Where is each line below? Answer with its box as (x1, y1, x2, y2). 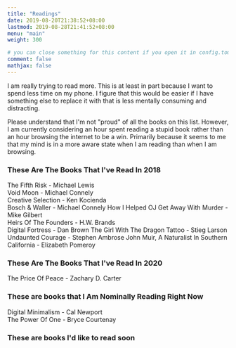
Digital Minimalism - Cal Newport (7, 307, 103, 316)
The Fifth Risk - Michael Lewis (7, 181, 95, 190)
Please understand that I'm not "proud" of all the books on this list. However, (7, 117, 229, 126)
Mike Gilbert (7, 211, 43, 219)
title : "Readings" (7, 10, 61, 18)
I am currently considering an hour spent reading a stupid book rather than (7, 124, 223, 134)
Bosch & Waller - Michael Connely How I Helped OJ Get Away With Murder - (7, 203, 228, 212)
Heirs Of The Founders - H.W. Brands (7, 219, 116, 227)
